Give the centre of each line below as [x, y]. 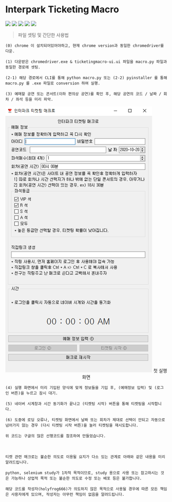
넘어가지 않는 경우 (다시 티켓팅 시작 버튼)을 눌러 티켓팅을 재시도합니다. [72, 425]
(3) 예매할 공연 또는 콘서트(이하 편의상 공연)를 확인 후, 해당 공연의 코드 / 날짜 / [83, 94]
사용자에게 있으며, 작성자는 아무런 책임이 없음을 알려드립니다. [68, 494]
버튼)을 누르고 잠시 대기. [34, 393]
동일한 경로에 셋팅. [23, 67]
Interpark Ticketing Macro [62, 10]
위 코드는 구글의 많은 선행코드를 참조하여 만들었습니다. [56, 436]
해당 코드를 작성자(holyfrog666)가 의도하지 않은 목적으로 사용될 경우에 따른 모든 [82, 489]
